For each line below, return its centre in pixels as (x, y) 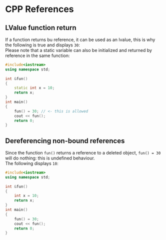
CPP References (39, 9)
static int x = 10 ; (34, 88)
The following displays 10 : (32, 163)
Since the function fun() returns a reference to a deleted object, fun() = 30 (83, 153)
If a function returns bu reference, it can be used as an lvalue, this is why (80, 39)
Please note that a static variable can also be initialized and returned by (79, 50)
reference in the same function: (37, 55)
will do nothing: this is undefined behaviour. (50, 158)
